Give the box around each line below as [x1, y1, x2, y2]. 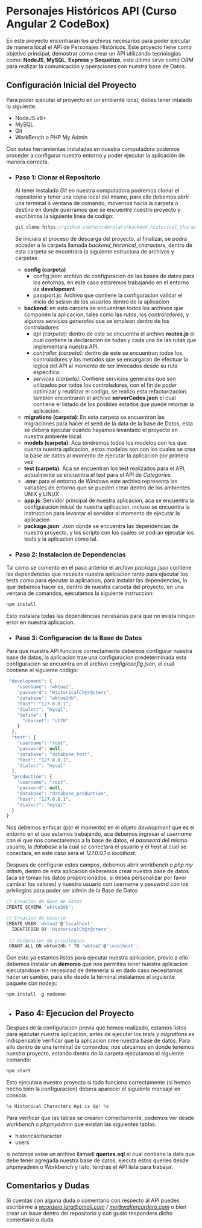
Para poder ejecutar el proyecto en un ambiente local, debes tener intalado [6, 96, 192, 103]
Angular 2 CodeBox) [6, 17, 110, 31]
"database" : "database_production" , [17, 791, 110, 797]
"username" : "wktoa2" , [17, 684, 74, 690]
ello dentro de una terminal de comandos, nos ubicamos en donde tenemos [6, 1043, 194, 1051]
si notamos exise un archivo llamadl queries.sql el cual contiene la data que [6, 1150, 195, 1157]
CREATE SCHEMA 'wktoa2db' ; [6, 904, 74, 911]
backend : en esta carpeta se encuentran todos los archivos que [24, 304, 184, 311]
